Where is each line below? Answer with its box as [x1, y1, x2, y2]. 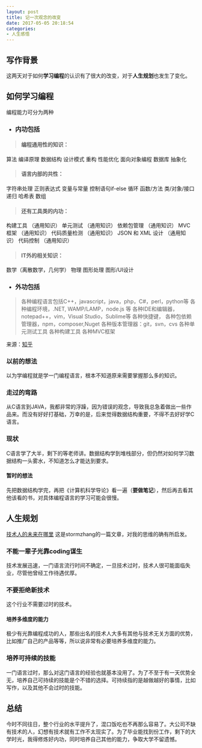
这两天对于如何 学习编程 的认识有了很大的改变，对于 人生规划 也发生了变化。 [6, 72, 191, 79]
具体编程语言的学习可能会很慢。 [43, 494, 122, 501]
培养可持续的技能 [6, 654, 56, 663]
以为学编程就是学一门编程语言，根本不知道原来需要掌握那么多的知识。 [6, 372, 180, 379]
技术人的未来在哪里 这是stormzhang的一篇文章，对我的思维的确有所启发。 [6, 530, 191, 537]
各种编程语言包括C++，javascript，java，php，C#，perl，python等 [20, 297, 189, 304]
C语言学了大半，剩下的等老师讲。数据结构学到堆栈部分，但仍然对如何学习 [6, 450, 189, 457]
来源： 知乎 [6, 341, 33, 348]
